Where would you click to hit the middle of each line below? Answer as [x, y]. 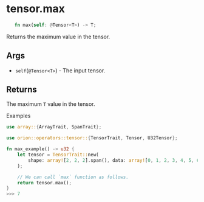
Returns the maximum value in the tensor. [58, 37]
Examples [19, 116]
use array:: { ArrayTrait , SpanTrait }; [54, 127]
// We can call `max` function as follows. [73, 177]
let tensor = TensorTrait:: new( [58, 155]
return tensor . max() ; [44, 183]
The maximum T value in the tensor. [51, 104]
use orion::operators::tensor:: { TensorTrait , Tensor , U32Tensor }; [92, 138]
